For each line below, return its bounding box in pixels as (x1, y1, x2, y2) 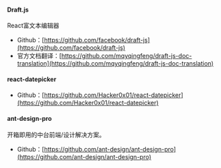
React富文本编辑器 (7, 21, 60, 30)
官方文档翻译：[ (16, 52, 62, 60)
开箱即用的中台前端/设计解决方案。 (7, 130, 106, 139)
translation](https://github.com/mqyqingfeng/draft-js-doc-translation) (16, 59, 214, 68)
